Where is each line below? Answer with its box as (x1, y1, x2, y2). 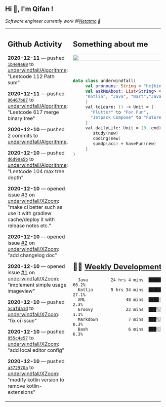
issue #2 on (7, 240, 35, 247)
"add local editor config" (7, 347, 65, 354)
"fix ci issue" (7, 317, 37, 324)
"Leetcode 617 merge (7, 109, 59, 116)
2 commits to (7, 132, 38, 139)
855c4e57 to (7, 334, 34, 341)
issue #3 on (7, 191, 35, 198)
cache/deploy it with (7, 216, 55, 223)
